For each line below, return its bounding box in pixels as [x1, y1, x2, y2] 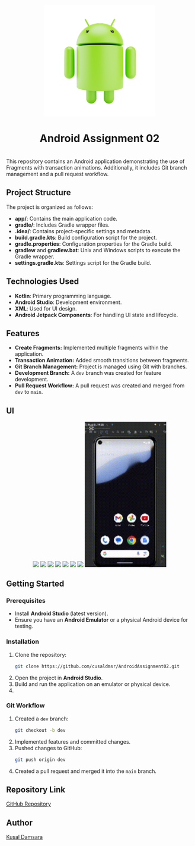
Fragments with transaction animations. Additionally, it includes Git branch [6, 164, 187, 171]
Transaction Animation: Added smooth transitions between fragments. [14, 357, 190, 364]
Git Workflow [6, 701, 45, 710]
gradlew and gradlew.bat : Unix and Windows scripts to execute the [14, 246, 181, 253]
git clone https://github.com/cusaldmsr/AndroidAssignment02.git [14, 663, 180, 669]
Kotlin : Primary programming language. [14, 292, 111, 299]
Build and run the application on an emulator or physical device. [14, 680, 171, 688]
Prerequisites [6, 597, 46, 604]
